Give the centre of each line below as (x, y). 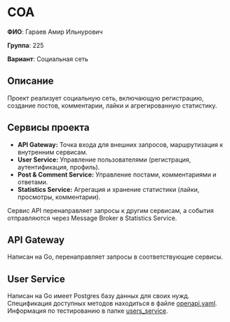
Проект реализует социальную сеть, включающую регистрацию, (106, 98)
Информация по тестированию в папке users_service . (88, 311)
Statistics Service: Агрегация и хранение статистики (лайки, (108, 189)
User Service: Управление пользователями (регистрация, (104, 160)
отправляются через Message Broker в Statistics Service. (92, 218)
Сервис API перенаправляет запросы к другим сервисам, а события (110, 210)
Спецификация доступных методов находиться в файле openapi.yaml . (112, 304)
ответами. (33, 182)
